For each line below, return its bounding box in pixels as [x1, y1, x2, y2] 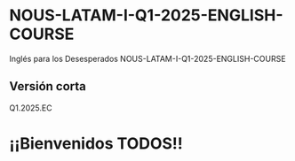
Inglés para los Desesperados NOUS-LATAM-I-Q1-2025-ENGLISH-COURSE [9, 53, 286, 64]
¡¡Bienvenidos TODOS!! [9, 134, 184, 153]
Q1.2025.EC [9, 103, 52, 113]
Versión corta [9, 79, 87, 94]
